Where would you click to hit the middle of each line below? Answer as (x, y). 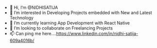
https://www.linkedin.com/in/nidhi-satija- (97, 33)
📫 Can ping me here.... (33, 33)
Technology (22, 18)
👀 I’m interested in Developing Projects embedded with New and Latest (81, 13)
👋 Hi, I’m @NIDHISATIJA (34, 8)
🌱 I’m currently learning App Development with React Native (70, 23)
